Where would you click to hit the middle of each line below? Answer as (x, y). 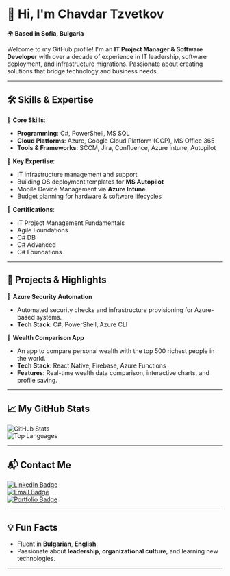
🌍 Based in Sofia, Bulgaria (46, 33)
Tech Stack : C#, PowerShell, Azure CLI (72, 324)
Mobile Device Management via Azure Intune (81, 189)
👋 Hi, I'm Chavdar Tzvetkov (86, 14)
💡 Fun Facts (33, 527)
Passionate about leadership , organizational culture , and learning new (118, 551)
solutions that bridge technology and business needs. (83, 71)
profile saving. (37, 380)
